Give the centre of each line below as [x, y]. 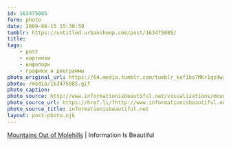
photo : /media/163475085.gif [49, 84]
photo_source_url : [33, 103]
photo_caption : [29, 90]
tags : [15, 45]
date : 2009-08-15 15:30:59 [46, 26]
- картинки [35, 58]
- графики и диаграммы [52, 71]
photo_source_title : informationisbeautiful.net [78, 109]
